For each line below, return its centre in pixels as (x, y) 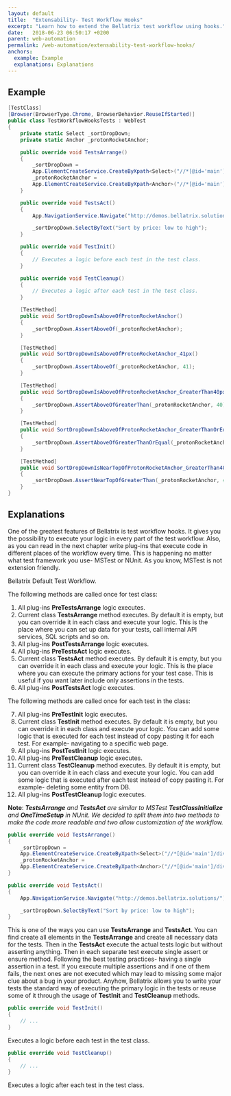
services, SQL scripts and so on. (63, 636)
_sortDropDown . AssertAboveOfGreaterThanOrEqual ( (103, 442)
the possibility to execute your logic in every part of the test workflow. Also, (114, 538)
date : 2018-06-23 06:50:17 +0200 (59, 33)
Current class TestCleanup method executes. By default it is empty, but (119, 765)
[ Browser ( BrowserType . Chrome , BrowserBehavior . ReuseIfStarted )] (101, 115)
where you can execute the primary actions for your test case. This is (115, 673)
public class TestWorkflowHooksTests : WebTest (77, 121)
